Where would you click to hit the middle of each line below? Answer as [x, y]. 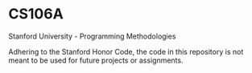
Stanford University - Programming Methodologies [92, 36]
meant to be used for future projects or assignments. [96, 60]
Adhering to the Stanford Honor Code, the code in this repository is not [126, 51]
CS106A [36, 14]
